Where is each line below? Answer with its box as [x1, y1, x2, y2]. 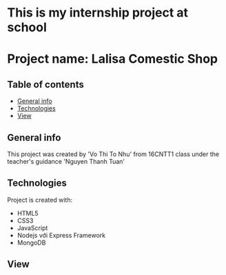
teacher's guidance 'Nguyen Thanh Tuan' [7, 158, 125, 165]
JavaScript [17, 223, 48, 232]
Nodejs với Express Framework [17, 231, 105, 239]
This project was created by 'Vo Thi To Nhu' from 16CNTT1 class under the [7, 150, 219, 158]
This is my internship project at [7, 5, 188, 21]
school [7, 19, 47, 35]
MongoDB [17, 238, 46, 247]
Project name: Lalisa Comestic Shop [7, 51, 218, 67]
